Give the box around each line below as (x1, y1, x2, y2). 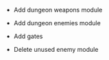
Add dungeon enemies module (13, 19, 101, 27)
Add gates (13, 32, 43, 40)
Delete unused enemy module (13, 46, 99, 53)
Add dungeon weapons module (13, 6, 103, 14)
